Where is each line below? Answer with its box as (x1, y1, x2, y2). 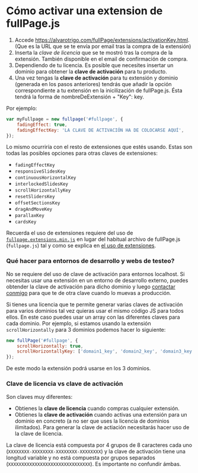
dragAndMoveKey (14, 207, 53, 212)
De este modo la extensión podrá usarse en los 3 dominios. (6, 365, 151, 372)
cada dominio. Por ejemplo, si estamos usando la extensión (6, 319, 151, 327)
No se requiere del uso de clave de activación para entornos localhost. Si (6, 270, 185, 277)
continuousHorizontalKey (14, 175, 76, 181)
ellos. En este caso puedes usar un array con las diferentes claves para (6, 313, 180, 320)
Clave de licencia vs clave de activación (6, 380, 123, 388)
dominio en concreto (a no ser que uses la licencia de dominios (14, 417, 170, 424)
